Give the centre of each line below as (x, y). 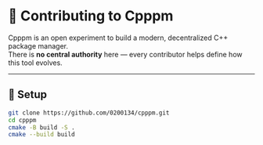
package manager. (38, 45)
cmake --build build (42, 135)
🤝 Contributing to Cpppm (91, 16)
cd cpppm (22, 120)
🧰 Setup (28, 94)
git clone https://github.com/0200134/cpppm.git (89, 113)
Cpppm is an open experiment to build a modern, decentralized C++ (118, 38)
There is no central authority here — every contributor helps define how (125, 54)
